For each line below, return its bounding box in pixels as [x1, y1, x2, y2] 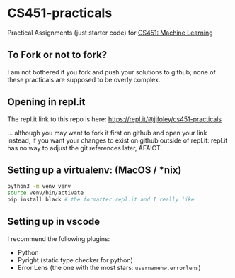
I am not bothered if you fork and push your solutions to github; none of [7, 67, 216, 76]
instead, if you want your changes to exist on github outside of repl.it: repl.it [7, 136, 228, 145]
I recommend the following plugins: [7, 234, 110, 243]
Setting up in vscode [7, 216, 101, 228]
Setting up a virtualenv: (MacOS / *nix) [7, 164, 182, 176]
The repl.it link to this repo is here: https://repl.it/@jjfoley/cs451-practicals [7, 115, 222, 123]
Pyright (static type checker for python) [17, 255, 133, 264]
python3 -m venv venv [7, 183, 71, 190]
